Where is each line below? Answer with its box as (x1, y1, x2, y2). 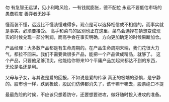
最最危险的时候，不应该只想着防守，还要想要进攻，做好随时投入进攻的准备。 (5, 91, 164, 97)
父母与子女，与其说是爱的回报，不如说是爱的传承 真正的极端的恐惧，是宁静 (5, 75, 161, 80)
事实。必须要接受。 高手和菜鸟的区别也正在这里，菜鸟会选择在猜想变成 (9, 28, 156, 34)
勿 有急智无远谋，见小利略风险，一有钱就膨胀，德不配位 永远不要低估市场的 (5, 5, 162, 10)
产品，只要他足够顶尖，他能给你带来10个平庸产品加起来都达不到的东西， (9, 58, 160, 63)
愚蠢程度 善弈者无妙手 (5, 11, 51, 17)
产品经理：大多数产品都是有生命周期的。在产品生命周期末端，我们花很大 (5, 45, 155, 50)
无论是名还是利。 (5, 64, 41, 70)
